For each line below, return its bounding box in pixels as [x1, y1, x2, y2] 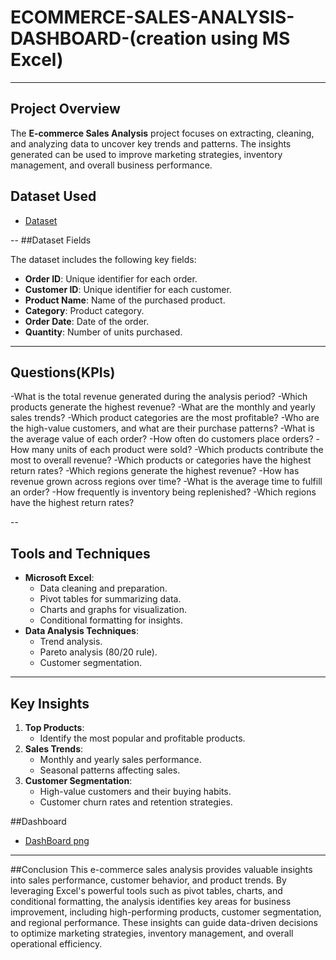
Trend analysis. [39, 636, 103, 648]
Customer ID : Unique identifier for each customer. [24, 283, 232, 295]
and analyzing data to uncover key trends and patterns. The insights [10, 137, 292, 150]
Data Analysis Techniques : [24, 625, 139, 637]
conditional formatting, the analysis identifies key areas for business [10, 896, 292, 907]
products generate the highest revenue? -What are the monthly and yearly [10, 401, 316, 413]
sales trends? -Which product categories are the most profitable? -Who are [10, 412, 320, 424]
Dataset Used [10, 188, 97, 205]
